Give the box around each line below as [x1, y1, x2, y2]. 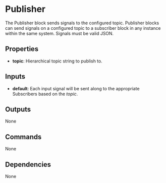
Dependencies [5, 160, 51, 169]
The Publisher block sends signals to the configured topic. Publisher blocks [5, 20, 160, 26]
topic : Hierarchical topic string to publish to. [12, 58, 103, 64]
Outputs [5, 105, 31, 114]
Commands [5, 132, 42, 141]
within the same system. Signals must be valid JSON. [5, 30, 114, 36]
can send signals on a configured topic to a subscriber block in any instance [5, 25, 161, 31]
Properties [5, 45, 39, 53]
